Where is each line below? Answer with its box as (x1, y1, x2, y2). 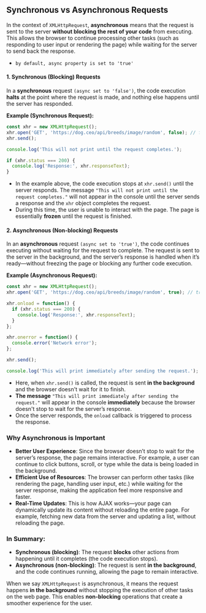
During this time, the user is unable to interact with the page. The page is (15, 206, 199, 214)
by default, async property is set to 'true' (15, 60, 134, 66)
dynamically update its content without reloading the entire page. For (15, 506, 190, 513)
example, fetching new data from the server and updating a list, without (15, 513, 196, 520)
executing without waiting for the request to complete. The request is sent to (6, 247, 200, 254)
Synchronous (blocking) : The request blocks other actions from (15, 549, 180, 556)
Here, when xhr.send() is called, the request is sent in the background (15, 379, 195, 386)
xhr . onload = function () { (6, 300, 75, 306)
